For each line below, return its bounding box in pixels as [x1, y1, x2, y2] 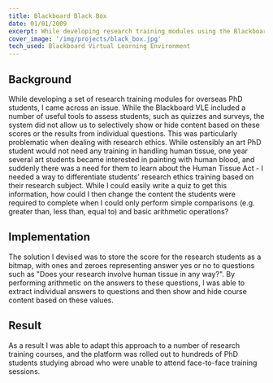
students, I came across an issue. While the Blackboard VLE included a [8, 103, 246, 112]
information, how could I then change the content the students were [8, 189, 236, 199]
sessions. [8, 366, 41, 376]
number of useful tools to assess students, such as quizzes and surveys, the [8, 111, 265, 121]
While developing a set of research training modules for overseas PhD [8, 94, 243, 103]
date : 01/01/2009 [8, 20, 67, 28]
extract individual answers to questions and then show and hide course [8, 286, 248, 296]
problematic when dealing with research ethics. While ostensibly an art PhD [8, 137, 262, 147]
